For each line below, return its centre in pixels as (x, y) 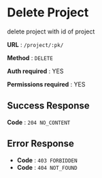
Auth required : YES (35, 71)
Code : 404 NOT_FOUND (47, 167)
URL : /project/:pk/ (35, 44)
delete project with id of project (51, 31)
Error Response (41, 144)
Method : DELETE (30, 58)
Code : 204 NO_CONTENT (39, 122)
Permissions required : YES (46, 84)
